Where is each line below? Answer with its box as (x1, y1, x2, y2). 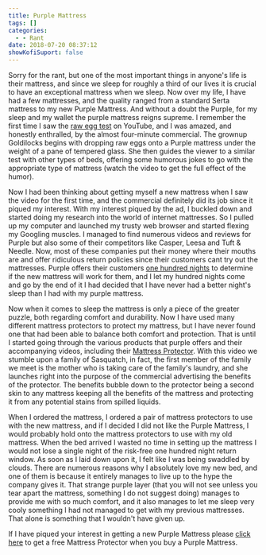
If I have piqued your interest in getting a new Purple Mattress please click (8, 530, 252, 538)
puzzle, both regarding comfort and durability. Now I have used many (8, 312, 236, 322)
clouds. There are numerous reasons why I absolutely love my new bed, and (8, 463, 258, 472)
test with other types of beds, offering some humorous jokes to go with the (8, 155, 253, 164)
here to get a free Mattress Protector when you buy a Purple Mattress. (8, 538, 238, 547)
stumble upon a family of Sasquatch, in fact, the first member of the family (8, 355, 252, 364)
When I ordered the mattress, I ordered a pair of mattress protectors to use (8, 413, 253, 421)
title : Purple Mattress (8, 11, 87, 20)
